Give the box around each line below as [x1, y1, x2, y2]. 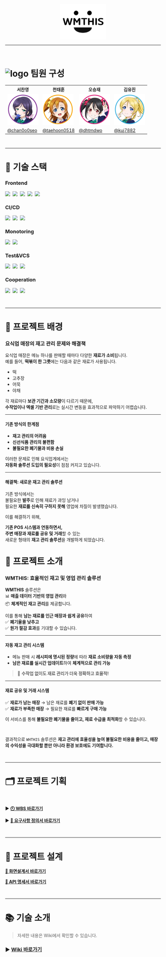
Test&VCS [5, 252, 30, 259]
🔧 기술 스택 [5, 162, 47, 173]
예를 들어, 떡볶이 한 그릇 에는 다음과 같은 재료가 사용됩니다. [5, 358, 117, 364]
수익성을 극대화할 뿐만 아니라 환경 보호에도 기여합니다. [10, 742, 114, 748]
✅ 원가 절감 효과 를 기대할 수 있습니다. [5, 625, 77, 631]
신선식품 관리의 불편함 [12, 439, 55, 445]
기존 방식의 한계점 [5, 421, 40, 427]
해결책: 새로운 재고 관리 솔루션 [5, 479, 63, 485]
